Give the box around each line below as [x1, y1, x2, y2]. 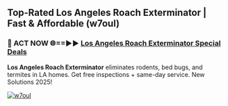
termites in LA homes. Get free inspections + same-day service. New [7, 70, 205, 78]
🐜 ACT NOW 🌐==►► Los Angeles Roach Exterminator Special [7, 39, 221, 48]
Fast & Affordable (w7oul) [7, 18, 120, 30]
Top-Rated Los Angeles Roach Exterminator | [7, 7, 207, 19]
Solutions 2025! [7, 78, 53, 86]
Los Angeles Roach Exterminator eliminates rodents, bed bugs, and [7, 63, 203, 71]
